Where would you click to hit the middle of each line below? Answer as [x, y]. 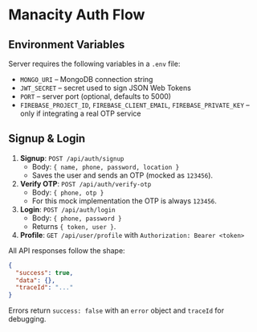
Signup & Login [47, 139]
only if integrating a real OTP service [80, 113]
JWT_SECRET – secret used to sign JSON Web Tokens [105, 88]
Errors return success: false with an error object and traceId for [116, 310]
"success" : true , [45, 273]
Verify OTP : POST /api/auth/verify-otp [86, 183]
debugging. [27, 319]
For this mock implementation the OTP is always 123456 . [124, 201]
